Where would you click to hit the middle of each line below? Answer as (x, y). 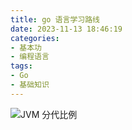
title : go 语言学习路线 (55, 19)
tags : (21, 66)
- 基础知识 (30, 85)
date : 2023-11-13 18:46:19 (66, 29)
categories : (35, 38)
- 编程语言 (30, 57)
